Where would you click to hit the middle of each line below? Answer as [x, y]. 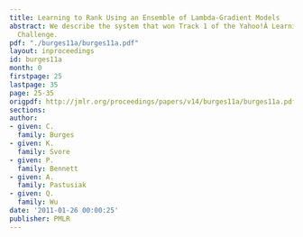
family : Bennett [48, 169]
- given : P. [32, 160]
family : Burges [46, 135]
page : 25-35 [32, 93]
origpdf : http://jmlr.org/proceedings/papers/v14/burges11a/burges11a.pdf [153, 101]
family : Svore [44, 151]
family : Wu [38, 202]
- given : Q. [32, 194]
